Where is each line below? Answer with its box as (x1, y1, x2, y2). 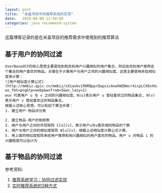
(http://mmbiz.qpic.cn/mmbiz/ (5, 84, 66, 89)
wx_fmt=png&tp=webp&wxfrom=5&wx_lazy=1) (5, 88, 88, 93)
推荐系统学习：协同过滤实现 (12, 177, 67, 182)
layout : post (5, 7, 31, 12)
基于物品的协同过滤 (5, 153, 62, 161)
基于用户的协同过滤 (5, 50, 62, 58)
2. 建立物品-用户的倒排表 (5, 118, 50, 123)
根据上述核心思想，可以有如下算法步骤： (5, 104, 73, 108)
